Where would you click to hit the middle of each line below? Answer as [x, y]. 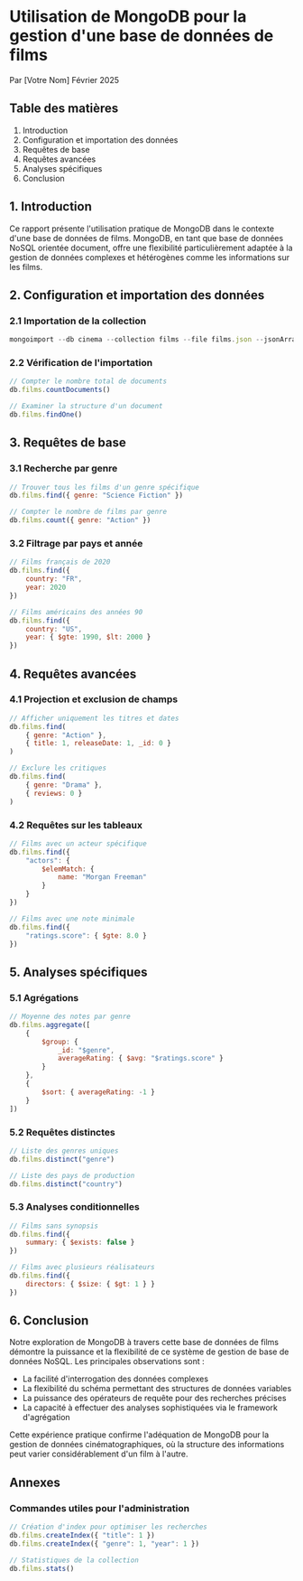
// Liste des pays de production [72, 1175]
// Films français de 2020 [60, 562]
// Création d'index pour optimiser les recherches [108, 1527]
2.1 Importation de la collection [78, 321]
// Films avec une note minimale [72, 919]
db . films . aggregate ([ [50, 1024]
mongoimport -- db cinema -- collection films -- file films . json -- [137, 340]
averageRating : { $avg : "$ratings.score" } [140, 1059]
